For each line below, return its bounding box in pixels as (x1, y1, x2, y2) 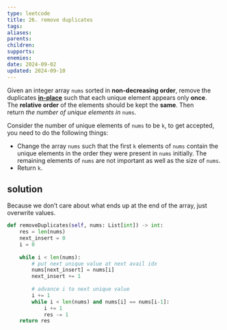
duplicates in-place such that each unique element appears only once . (7, 93, 207, 101)
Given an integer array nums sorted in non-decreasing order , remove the (7, 86, 211, 94)
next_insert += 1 (31, 273, 81, 280)
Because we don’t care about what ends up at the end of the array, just (7, 201, 207, 210)
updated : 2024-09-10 (7, 67, 66, 74)
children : (7, 42, 36, 49)
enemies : (7, 55, 32, 62)
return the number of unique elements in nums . (7, 107, 137, 116)
